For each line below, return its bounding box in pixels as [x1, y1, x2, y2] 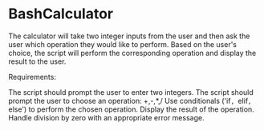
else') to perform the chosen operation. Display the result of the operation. [8, 104, 254, 114]
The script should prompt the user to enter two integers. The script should [8, 87, 254, 97]
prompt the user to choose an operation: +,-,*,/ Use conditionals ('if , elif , [8, 96, 252, 105]
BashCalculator [8, 5, 114, 23]
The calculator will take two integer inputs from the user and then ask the [8, 31, 250, 41]
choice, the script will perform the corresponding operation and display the [8, 48, 257, 57]
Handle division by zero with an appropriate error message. [8, 112, 205, 122]
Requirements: [8, 72, 56, 81]
